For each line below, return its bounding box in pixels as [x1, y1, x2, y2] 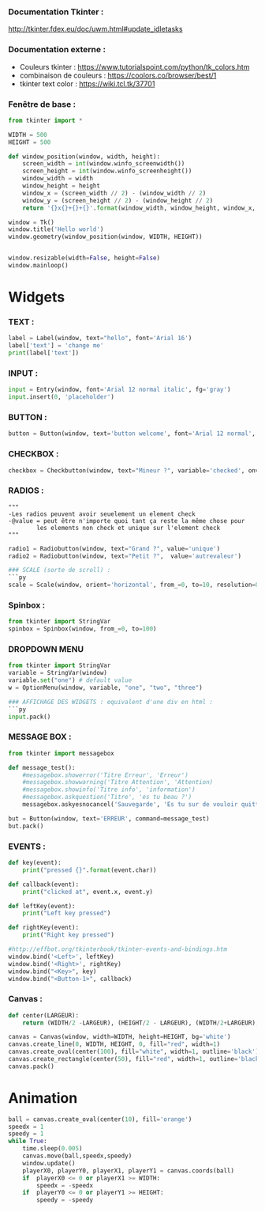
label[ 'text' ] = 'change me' [8, 342, 104, 350]
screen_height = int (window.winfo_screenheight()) [22, 167, 192, 176]
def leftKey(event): [8, 902, 77, 910]
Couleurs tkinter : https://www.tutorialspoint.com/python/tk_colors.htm [19, 62, 250, 71]
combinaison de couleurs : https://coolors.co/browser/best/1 [19, 70, 217, 80]
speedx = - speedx [36, 1181, 93, 1189]
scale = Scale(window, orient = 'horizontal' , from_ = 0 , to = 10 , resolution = [8, 581, 256, 589]
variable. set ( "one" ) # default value [8, 676, 132, 684]
